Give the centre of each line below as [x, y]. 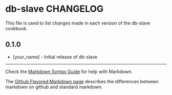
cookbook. [17, 28]
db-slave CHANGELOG [55, 9]
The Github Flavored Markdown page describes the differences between [82, 81]
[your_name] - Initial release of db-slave [55, 57]
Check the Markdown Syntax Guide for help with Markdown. [69, 72]
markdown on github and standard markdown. [54, 87]
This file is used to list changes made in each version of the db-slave [78, 23]
